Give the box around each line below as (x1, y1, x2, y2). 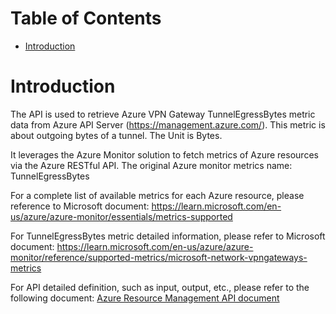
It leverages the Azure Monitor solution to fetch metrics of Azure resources (10, 148, 319, 161)
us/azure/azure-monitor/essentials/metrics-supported (10, 210, 233, 222)
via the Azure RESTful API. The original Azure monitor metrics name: (10, 159, 293, 171)
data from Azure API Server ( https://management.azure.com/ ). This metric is (10, 118, 326, 131)
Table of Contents (10, 7, 162, 30)
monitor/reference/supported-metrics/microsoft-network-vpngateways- (10, 251, 308, 263)
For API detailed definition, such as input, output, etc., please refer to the (10, 281, 310, 293)
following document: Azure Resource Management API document (10, 292, 280, 304)
